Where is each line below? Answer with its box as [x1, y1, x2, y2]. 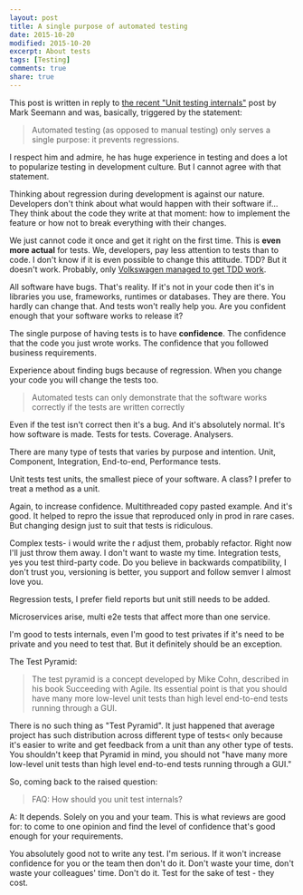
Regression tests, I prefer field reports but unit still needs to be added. [9, 593, 270, 604]
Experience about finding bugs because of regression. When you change [9, 365, 282, 375]
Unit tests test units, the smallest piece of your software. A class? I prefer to [9, 473, 292, 484]
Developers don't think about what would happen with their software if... [9, 198, 279, 209]
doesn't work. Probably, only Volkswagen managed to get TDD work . [9, 264, 267, 275]
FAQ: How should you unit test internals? [31, 793, 183, 804]
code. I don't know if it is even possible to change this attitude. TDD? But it [9, 254, 288, 265]
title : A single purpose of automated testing [9, 22, 188, 31]
